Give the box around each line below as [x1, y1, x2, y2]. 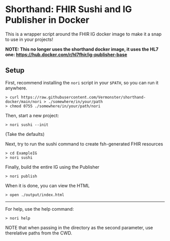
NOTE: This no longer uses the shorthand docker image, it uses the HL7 [5, 46, 158, 52]
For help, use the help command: [5, 206, 74, 212]
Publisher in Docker [5, 14, 90, 26]
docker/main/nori [5, 99, 42, 104]
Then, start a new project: [5, 112, 59, 118]
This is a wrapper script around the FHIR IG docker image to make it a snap [5, 31, 162, 37]
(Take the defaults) [5, 131, 45, 137]
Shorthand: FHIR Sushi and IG [5, 4, 133, 15]
